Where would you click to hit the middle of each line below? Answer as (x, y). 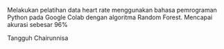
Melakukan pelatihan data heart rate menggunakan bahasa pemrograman (112, 10)
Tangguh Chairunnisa (38, 38)
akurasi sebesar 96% (37, 24)
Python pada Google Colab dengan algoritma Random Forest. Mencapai (110, 17)
